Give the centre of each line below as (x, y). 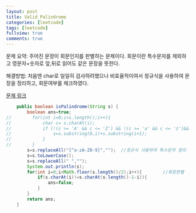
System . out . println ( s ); (56, 166)
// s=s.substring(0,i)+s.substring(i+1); (77, 134)
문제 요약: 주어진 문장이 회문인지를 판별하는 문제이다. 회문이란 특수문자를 (88, 56)
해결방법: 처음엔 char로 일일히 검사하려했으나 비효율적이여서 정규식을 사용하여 (95, 76)
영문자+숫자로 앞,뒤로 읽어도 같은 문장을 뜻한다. (66, 63)
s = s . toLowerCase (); (51, 156)
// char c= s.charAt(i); (50, 123)
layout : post (22, 11)
